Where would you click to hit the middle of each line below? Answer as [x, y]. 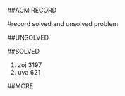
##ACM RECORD [32, 10]
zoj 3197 [30, 65]
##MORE [20, 86]
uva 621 [29, 72]
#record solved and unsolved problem [63, 24]
